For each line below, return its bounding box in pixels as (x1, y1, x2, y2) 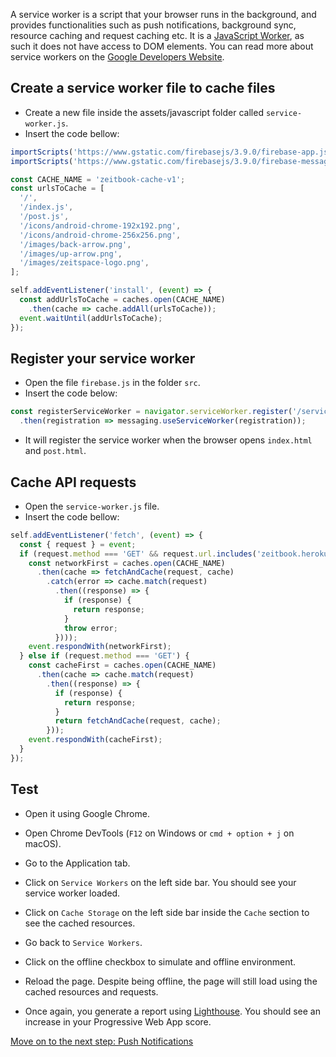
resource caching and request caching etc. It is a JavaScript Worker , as (10, 30, 305, 41)
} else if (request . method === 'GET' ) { (19, 651, 190, 661)
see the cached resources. (24, 917, 136, 929)
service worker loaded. (24, 887, 121, 899)
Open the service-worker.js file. (24, 500, 160, 512)
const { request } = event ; (19, 539, 137, 549)
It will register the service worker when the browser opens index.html (24, 434, 313, 446)
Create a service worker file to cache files (10, 80, 276, 97)
